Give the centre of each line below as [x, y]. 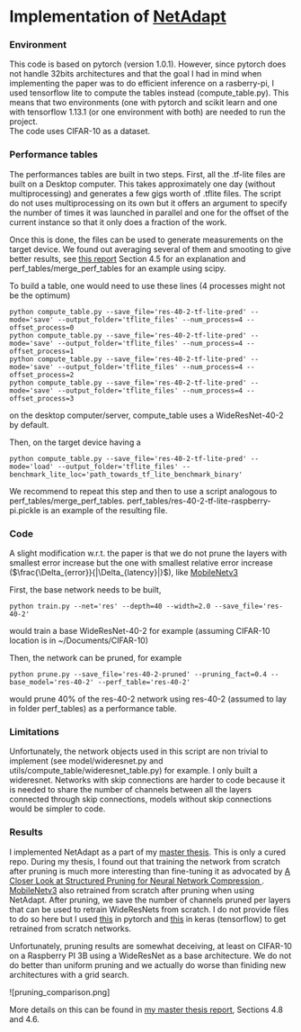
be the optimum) [40, 295]
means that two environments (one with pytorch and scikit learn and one [143, 103]
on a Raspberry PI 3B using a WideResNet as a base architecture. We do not [150, 955]
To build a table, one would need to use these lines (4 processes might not [147, 285]
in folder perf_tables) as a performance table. [93, 709]
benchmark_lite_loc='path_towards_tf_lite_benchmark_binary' [126, 475]
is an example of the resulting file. [105, 510]
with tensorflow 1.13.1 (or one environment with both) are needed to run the [147, 112]
